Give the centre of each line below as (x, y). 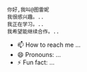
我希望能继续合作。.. (33, 32)
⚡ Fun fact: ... (36, 62)
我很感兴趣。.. (26, 17)
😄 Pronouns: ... (39, 55)
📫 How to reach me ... (49, 45)
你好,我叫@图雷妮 (28, 10)
